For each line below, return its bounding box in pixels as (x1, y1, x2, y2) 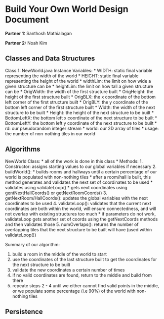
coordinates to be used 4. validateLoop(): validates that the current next (5, 200, 152, 206)
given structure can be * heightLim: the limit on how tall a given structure (5, 83, 153, 89)
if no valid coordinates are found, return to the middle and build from (12, 272, 152, 278)
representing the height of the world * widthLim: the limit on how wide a (5, 78, 151, 84)
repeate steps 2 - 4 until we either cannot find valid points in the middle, (12, 282, 160, 288)
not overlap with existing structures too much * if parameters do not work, (5, 211, 156, 216)
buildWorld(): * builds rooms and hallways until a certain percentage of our (5, 168, 157, 174)
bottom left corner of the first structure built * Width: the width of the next (5, 104, 156, 110)
